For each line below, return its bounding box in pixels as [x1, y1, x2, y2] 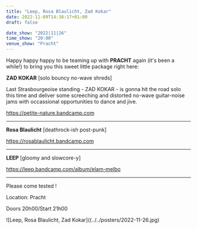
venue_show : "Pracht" [6, 41, 59, 47]
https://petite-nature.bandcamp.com [6, 109, 95, 116]
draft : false [6, 19, 38, 25]
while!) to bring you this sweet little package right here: [6, 63, 139, 70]
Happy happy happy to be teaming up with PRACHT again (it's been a [6, 57, 175, 64]
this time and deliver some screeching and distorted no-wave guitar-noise [6, 92, 185, 99]
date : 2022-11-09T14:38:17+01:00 [6, 14, 88, 20]
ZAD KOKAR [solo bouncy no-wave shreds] [6, 74, 113, 81]
